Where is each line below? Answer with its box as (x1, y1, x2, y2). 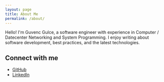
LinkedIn (12, 72, 30, 78)
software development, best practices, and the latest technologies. (5, 40, 140, 46)
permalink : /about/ (5, 16, 45, 21)
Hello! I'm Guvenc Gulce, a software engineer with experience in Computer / (5, 30, 159, 35)
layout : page (5, 7, 32, 12)
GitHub (12, 66, 27, 73)
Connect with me (5, 54, 59, 62)
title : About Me (5, 12, 38, 16)
